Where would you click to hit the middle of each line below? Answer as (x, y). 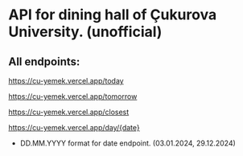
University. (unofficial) (85, 32)
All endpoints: (44, 62)
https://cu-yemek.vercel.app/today (66, 81)
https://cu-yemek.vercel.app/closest (69, 112)
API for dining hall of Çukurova (113, 15)
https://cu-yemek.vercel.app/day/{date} (74, 127)
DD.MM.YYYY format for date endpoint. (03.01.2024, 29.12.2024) (128, 143)
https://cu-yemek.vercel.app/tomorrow (73, 96)
